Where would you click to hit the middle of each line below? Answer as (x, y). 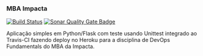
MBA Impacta (27, 9)
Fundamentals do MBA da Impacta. (50, 46)
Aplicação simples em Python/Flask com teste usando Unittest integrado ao (102, 33)
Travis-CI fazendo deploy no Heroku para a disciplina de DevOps (88, 40)
